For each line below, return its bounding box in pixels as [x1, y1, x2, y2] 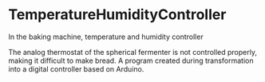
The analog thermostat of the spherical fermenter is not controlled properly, [8, 47, 258, 57]
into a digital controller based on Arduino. [8, 64, 144, 73]
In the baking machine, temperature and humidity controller [8, 32, 204, 41]
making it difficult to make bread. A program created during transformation [8, 56, 254, 65]
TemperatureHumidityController [8, 6, 227, 24]
